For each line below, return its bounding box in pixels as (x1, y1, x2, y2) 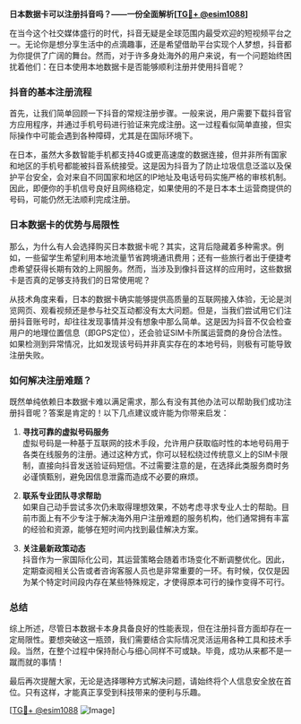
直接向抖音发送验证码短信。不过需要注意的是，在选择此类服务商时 (38, 460, 282, 470)
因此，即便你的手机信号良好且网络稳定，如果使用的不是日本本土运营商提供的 (9, 183, 292, 194)
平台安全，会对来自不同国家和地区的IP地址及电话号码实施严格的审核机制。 (16, 172, 291, 183)
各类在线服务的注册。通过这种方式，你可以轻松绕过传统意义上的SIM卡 (21, 448, 280, 460)
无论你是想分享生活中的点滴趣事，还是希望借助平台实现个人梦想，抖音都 (24, 39, 292, 49)
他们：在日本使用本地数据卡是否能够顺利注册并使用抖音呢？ (24, 62, 245, 72)
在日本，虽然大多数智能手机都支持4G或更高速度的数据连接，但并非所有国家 (9, 150, 288, 160)
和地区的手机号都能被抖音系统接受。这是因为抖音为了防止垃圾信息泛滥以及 (9, 160, 284, 171)
